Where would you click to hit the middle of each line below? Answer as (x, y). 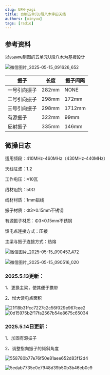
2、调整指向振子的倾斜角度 (32, 349)
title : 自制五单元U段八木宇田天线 (36, 14)
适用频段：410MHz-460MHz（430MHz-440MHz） (56, 158)
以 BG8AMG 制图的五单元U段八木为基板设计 (45, 57)
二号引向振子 (22, 99)
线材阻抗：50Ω (20, 189)
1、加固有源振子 (21, 338)
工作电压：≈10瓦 (21, 179)
